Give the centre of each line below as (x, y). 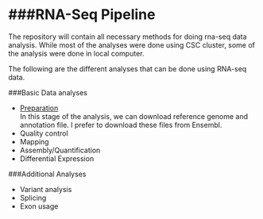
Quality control (44, 133)
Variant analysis (46, 189)
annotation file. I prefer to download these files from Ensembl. (121, 125)
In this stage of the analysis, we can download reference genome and (134, 116)
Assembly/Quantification (60, 150)
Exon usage (39, 206)
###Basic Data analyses (48, 92)
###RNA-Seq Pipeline (82, 15)
